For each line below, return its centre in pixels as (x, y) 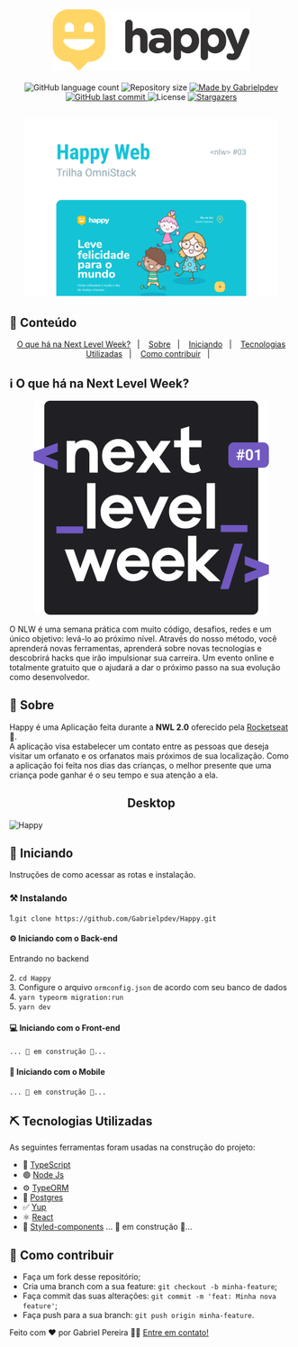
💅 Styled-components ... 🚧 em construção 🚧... (107, 1227)
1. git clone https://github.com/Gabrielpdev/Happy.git (113, 918)
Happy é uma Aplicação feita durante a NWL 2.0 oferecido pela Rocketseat (149, 727)
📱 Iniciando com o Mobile (57, 1071)
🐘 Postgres (43, 1197)
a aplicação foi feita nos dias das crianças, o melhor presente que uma (140, 765)
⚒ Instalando (38, 898)
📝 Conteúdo (43, 322)
